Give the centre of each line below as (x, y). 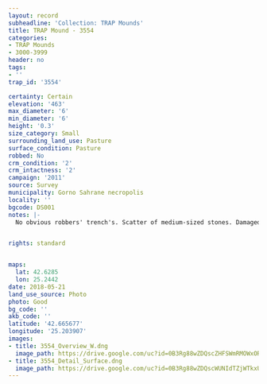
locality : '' (30, 200)
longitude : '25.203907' (48, 332)
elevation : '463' (37, 104)
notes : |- (25, 215)
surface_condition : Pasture (55, 148)
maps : (17, 265)
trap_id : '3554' (35, 82)
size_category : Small (44, 134)
